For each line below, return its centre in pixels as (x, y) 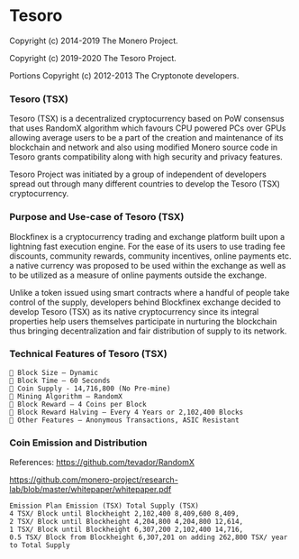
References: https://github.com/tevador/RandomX (102, 463)
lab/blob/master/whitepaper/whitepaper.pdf (91, 490)
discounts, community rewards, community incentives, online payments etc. (150, 256)
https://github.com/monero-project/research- (94, 480)
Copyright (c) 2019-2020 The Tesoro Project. (93, 58)
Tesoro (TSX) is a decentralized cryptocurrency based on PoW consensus (147, 119)
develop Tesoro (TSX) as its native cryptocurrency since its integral (134, 311)
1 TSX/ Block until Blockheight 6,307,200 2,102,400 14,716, (127, 530)
